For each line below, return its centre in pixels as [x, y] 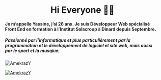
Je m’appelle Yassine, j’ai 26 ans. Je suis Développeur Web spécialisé [78, 24]
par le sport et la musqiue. [33, 51]
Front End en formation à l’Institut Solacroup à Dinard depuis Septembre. [80, 29]
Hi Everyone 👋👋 [82, 10]
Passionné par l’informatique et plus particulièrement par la [68, 40]
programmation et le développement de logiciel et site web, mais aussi [79, 46]
